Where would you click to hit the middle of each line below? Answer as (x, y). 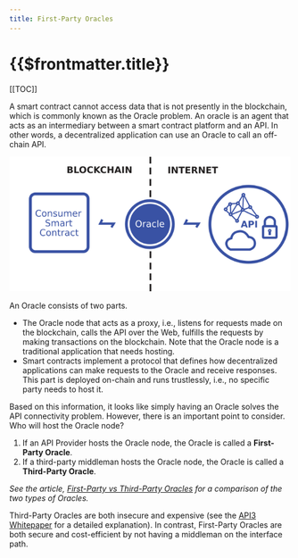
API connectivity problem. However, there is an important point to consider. (147, 416)
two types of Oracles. (49, 498)
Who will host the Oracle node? (67, 425)
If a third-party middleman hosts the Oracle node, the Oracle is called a (153, 462)
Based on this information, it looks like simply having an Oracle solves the (144, 406)
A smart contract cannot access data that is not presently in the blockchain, (148, 106)
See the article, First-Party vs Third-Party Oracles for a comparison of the (146, 488)
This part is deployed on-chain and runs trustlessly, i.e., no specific (146, 379)
